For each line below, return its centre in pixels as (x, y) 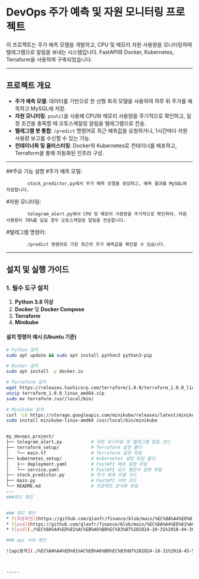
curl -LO (17, 415)
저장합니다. (18, 190)
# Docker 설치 (22, 366)
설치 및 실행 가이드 (38, 270)
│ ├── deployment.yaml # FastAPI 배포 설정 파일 (77, 464)
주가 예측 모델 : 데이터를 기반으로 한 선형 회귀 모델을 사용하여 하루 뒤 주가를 (100, 101)
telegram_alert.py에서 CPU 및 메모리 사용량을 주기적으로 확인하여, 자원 (107, 214)
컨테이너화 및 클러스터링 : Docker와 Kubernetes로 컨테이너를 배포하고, (96, 145)
